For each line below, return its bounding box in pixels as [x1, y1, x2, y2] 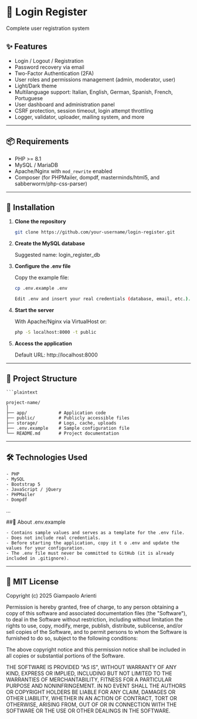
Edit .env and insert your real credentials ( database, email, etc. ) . [14, 296, 191, 302]
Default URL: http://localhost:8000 [14, 351, 98, 358]
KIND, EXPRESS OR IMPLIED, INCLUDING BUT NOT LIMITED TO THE [6, 670, 172, 677]
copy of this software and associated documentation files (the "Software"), [6, 610, 188, 617]
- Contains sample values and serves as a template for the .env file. [6, 530, 185, 535]
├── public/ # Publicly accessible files [6, 415, 130, 421]
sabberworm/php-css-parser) [14, 180, 87, 187]
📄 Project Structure [6, 374, 77, 384]
